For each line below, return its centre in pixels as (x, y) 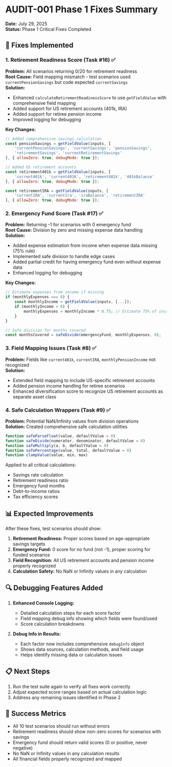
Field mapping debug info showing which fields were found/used (89, 618)
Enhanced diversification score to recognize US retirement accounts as (88, 391)
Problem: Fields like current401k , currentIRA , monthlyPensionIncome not (81, 359)
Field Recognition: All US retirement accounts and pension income (83, 560)
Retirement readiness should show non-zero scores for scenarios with (87, 732)
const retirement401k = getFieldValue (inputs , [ (58, 172)
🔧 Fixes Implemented (39, 45)
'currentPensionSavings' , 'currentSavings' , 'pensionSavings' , (83, 148)
